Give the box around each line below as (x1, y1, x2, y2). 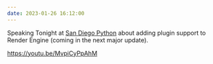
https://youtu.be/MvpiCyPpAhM (7, 49, 98, 57)
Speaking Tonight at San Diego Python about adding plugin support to (7, 29, 206, 37)
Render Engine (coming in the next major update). (7, 35, 149, 44)
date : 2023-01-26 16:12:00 (7, 10, 85, 17)
